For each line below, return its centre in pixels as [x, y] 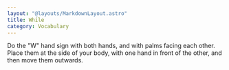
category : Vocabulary [38, 26]
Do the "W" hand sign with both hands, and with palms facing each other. [111, 46]
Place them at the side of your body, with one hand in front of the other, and [115, 53]
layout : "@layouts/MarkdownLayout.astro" [67, 13]
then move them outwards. [45, 60]
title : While [26, 20]
